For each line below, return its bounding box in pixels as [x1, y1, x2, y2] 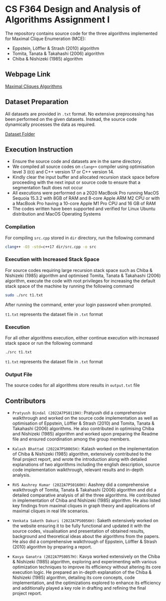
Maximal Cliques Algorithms [5, 83, 62, 89]
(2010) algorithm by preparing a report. [12, 544, 93, 549]
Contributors [5, 396, 46, 405]
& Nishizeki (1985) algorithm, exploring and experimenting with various [12, 559, 157, 564]
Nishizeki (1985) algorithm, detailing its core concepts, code [12, 575, 135, 580]
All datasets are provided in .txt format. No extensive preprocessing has [5, 110, 154, 117]
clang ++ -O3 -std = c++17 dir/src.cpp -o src [5, 244, 97, 249]
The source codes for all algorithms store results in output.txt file [5, 382, 140, 388]
